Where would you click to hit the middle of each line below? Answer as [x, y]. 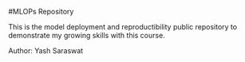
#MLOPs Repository [41, 12]
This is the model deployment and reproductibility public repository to [123, 27]
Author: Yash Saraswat [46, 50]
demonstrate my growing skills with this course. [87, 35]
